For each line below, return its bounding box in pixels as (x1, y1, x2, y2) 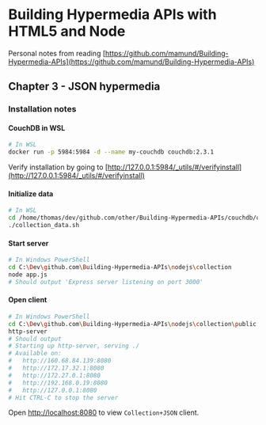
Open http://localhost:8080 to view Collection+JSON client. (8, 408, 199, 417)
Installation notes (8, 104, 77, 115)
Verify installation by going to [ (8, 162, 108, 172)
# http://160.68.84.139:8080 (8, 357, 112, 365)
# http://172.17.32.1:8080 (8, 364, 104, 373)
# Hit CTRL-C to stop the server (8, 393, 119, 401)
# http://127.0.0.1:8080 (8, 386, 97, 394)
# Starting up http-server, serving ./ (8, 342, 140, 350)
